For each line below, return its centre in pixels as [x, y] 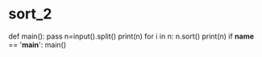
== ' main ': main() [37, 44]
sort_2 [30, 14]
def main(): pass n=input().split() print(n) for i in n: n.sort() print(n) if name [131, 36]
